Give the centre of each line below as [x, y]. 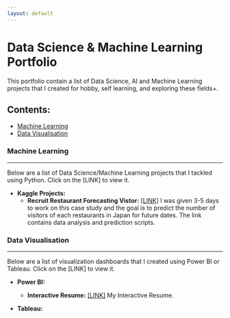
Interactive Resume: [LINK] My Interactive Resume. [100, 295]
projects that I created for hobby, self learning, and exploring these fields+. [113, 88]
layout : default [30, 13]
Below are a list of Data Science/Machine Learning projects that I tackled [110, 173]
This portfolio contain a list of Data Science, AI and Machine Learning [105, 81]
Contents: [29, 109]
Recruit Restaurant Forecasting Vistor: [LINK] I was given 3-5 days [123, 200]
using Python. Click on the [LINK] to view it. [68, 180]
